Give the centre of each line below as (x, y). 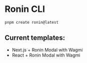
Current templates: (35, 38)
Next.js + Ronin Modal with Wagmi (47, 50)
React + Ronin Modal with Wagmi (46, 55)
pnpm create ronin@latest (31, 22)
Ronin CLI (25, 9)
